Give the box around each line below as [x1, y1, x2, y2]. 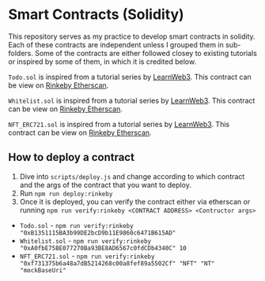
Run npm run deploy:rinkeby [19, 188, 113, 198]
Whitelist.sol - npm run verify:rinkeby [19, 235, 152, 245]
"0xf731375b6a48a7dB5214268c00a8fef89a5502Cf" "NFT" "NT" [19, 259, 215, 268]
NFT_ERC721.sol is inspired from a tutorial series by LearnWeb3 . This [8, 119, 230, 129]
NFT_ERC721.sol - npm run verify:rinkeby [19, 251, 155, 260]
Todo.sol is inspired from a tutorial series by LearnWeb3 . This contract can [8, 72, 252, 81]
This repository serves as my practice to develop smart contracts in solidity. [8, 32, 256, 41]
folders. [8, 48, 33, 58]
